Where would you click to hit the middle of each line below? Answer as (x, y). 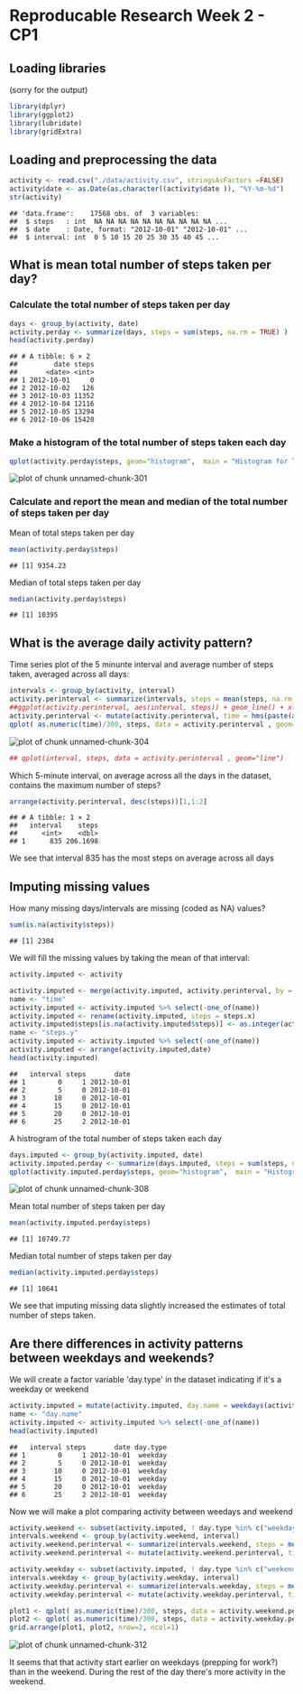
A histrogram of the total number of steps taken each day (116, 1138)
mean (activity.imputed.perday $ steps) (80, 1223)
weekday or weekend (49, 1389)
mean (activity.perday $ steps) (64, 549)
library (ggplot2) (42, 115)
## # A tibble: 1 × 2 (50, 818)
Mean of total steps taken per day (72, 533)
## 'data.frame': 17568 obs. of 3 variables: (105, 213)
